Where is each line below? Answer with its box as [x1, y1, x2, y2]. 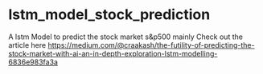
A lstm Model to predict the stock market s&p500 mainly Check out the [8, 32, 244, 41]
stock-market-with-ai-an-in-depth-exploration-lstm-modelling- [8, 49, 218, 58]
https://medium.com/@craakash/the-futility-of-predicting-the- [47, 40, 255, 49]
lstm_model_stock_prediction [8, 6, 211, 24]
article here [8, 40, 47, 49]
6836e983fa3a [8, 57, 59, 67]
